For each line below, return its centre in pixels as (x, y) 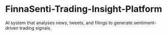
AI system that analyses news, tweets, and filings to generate (69, 23)
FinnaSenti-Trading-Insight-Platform (84, 9)
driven (12, 28)
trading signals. (36, 28)
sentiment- (145, 23)
